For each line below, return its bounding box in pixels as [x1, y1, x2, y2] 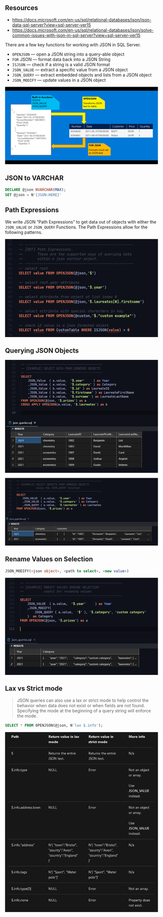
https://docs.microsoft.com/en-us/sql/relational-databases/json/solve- [12, 27, 154, 33]
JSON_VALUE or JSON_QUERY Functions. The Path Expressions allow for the [5, 224, 148, 230]
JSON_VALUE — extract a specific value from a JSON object [12, 67, 128, 73]
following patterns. [5, 229, 43, 235]
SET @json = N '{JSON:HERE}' [5, 192, 62, 198]
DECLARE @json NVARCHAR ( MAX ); [5, 187, 66, 192]
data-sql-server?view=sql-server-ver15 [12, 22, 91, 28]
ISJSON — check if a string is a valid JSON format [12, 61, 110, 67]
